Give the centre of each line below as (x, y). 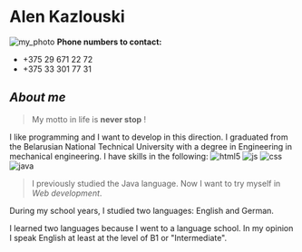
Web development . (67, 193)
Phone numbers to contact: (109, 42)
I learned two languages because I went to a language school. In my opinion (151, 228)
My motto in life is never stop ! (89, 119)
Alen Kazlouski (67, 17)
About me (38, 97)
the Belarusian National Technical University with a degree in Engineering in (151, 146)
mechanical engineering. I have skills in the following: (109, 156)
